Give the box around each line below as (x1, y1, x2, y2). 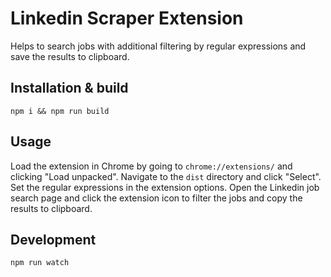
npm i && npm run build (10, 106, 110, 116)
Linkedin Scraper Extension (10, 7, 244, 30)
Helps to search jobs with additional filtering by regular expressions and (10, 40, 307, 52)
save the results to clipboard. (10, 50, 130, 62)
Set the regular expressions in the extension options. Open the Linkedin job (10, 181, 320, 193)
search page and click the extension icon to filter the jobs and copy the (10, 192, 303, 204)
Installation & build (10, 80, 129, 97)
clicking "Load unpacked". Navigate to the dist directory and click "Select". (10, 170, 322, 182)
